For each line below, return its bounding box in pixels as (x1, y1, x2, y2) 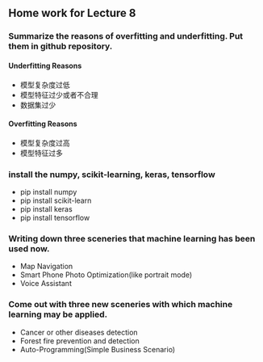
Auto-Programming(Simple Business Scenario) (19, 344, 176, 354)
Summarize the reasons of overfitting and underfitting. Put (8, 31, 244, 42)
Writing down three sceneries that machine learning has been (8, 233, 256, 244)
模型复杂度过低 (19, 80, 70, 90)
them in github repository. (8, 40, 113, 52)
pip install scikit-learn (19, 196, 92, 205)
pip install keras (19, 204, 73, 214)
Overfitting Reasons (8, 119, 78, 128)
